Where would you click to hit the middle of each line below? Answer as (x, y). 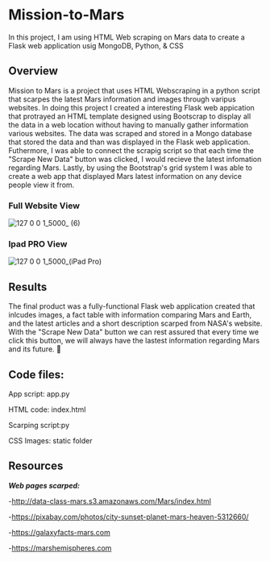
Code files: (36, 374)
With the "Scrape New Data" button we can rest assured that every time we (134, 332)
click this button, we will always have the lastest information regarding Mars (134, 341)
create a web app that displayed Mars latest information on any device (125, 176)
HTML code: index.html (47, 409)
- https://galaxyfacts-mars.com (59, 532)
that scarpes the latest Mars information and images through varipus (122, 99)
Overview (33, 71)
